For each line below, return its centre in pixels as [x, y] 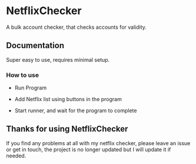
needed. [16, 155]
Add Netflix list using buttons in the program [68, 99]
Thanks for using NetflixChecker [67, 129]
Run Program [31, 88]
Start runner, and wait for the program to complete [76, 111]
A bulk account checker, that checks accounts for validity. [77, 27]
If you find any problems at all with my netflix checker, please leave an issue [98, 143]
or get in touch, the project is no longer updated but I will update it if [89, 149]
